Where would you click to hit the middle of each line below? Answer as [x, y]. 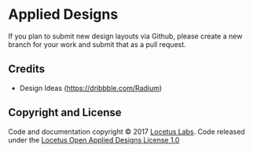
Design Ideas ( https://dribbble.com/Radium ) [91, 88]
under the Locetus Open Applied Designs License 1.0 [94, 139]
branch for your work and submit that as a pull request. [97, 44]
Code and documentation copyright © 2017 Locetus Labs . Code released [126, 132]
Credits [27, 69]
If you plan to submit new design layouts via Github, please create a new [125, 36]
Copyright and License [65, 112]
